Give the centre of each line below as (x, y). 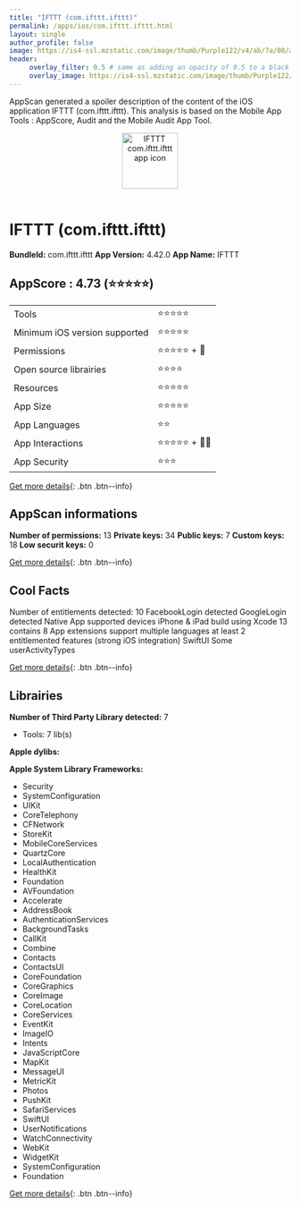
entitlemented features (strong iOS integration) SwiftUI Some (121, 641)
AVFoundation (48, 890)
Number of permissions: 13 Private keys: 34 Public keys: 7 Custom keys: (147, 535)
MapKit (35, 1062)
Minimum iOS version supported (81, 332)
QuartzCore (44, 853)
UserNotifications (54, 1128)
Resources (36, 388)
